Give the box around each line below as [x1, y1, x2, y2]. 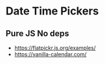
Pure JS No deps [5, 28, 69, 39]
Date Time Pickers [5, 4, 99, 18]
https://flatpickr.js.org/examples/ [14, 44, 96, 51]
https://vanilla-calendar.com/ [14, 51, 87, 58]
